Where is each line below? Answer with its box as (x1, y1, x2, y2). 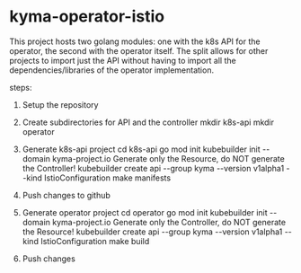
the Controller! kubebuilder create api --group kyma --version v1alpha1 (22, 163, 285, 173)
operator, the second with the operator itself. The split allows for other (9, 45, 269, 56)
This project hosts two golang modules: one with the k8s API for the (9, 36, 261, 47)
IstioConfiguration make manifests (44, 172, 172, 183)
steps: (9, 82, 32, 92)
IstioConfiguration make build (40, 235, 150, 246)
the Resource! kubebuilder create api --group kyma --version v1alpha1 (22, 226, 283, 237)
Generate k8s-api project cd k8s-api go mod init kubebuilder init (22, 144, 261, 154)
